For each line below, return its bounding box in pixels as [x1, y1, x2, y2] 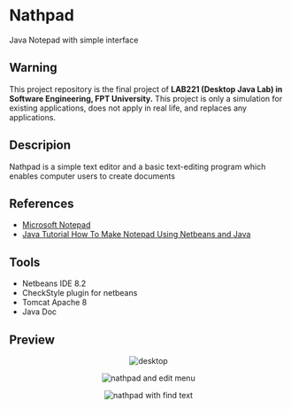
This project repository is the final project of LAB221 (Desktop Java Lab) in [9, 83, 283, 94]
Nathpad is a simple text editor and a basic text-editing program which [9, 161, 266, 172]
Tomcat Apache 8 [21, 297, 88, 308]
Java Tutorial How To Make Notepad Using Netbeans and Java [21, 229, 251, 240]
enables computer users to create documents [9, 170, 175, 181]
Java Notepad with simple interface [9, 35, 139, 45]
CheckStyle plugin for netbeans [21, 288, 138, 298]
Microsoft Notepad [21, 220, 91, 230]
